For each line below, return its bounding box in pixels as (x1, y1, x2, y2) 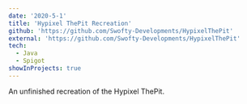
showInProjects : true (8, 64, 82, 73)
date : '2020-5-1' (8, 11, 67, 20)
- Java (15, 49, 38, 57)
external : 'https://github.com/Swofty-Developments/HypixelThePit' (8, 34, 241, 43)
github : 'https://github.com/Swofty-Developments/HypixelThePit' (8, 27, 233, 35)
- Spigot (15, 57, 45, 65)
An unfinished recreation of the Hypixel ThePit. (8, 86, 164, 96)
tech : (8, 42, 27, 50)
